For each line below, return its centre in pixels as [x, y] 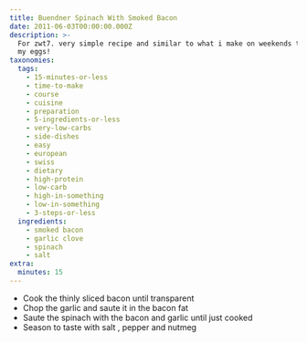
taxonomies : [32, 60]
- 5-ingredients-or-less [73, 119]
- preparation [53, 111]
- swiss [40, 162]
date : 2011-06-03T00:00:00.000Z [71, 26]
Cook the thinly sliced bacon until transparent [108, 298]
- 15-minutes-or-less [67, 78]
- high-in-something [65, 196]
